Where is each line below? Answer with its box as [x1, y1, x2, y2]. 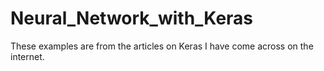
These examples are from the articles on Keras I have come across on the [10, 40, 314, 52]
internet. [10, 50, 45, 62]
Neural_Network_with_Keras [10, 7, 254, 30]
